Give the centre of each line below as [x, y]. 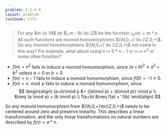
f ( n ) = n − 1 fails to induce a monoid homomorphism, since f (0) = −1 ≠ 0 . [87, 78]
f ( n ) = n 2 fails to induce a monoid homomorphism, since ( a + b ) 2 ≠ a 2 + [86, 66]
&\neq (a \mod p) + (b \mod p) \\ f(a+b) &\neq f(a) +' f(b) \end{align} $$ [87, 97]
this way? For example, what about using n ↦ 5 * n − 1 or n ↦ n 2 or [86, 51]
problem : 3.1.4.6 [23, 10]
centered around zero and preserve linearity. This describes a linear [75, 112]
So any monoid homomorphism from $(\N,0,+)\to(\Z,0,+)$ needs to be [77, 106]
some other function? [39, 56]
